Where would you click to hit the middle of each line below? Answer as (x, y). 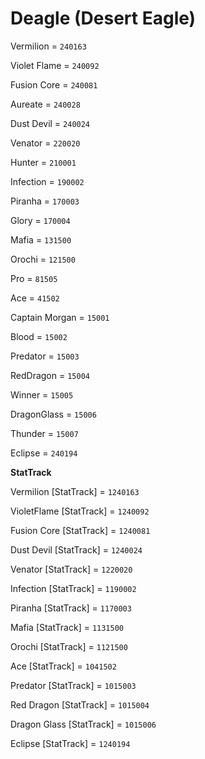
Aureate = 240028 (45, 104)
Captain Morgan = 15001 (60, 317)
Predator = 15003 (45, 356)
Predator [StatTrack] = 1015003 (73, 685)
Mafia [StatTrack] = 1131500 (67, 627)
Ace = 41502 (35, 298)
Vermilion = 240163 (48, 46)
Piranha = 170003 (45, 201)
